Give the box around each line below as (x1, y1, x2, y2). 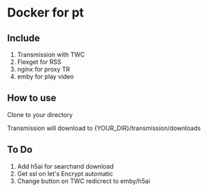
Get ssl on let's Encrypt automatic (17, 169, 114, 178)
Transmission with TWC (17, 50, 85, 58)
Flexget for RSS (17, 58, 62, 66)
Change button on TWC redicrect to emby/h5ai (17, 177, 150, 185)
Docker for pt (7, 5, 84, 21)
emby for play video (17, 72, 74, 81)
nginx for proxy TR (17, 65, 70, 73)
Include (7, 32, 40, 44)
